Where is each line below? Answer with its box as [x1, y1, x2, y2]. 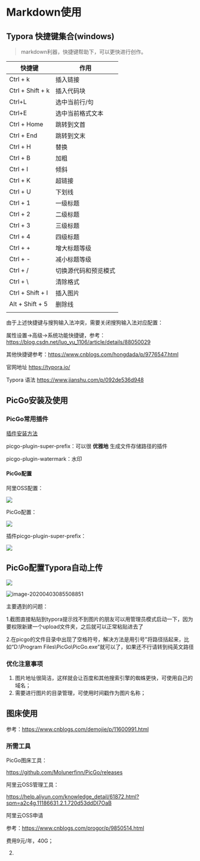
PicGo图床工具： [6, 757, 48, 764]
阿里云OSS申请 [6, 812, 44, 819]
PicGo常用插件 [6, 415, 49, 423]
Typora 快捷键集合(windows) [6, 31, 115, 41]
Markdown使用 [6, 5, 82, 19]
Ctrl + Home [9, 120, 44, 128]
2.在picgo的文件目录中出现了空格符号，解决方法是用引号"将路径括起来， [6, 636, 184, 643]
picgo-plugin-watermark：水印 [6, 455, 82, 462]
